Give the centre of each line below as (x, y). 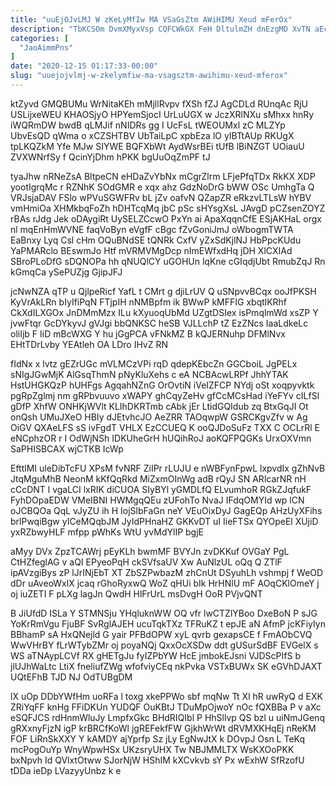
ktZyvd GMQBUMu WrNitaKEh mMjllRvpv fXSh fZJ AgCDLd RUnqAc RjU (159, 103)
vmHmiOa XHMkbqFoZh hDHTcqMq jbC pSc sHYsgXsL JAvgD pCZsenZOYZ (168, 208)
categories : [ (40, 38)
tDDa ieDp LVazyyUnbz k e (66, 770)
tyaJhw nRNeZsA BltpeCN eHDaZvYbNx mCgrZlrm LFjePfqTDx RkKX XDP (163, 176)
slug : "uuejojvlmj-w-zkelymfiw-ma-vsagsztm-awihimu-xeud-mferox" (149, 76)
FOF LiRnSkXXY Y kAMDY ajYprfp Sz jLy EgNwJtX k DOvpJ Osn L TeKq (157, 738)
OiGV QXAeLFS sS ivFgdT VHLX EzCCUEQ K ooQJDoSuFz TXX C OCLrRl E (165, 427)
